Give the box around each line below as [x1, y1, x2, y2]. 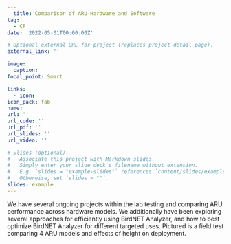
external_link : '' [7, 48, 60, 55]
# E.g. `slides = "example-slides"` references [7, 168, 153, 175]
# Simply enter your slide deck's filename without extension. [7, 162, 198, 169]
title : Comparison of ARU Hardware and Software [13, 10, 155, 17]
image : [7, 60, 26, 67]
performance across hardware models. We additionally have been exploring [7, 207, 222, 215]
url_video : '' [7, 137, 48, 144]
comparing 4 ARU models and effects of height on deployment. [7, 229, 187, 237]
